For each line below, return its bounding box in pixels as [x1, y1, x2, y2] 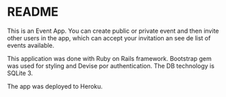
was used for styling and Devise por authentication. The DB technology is [7, 61, 214, 70]
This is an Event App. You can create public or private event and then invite [7, 27, 219, 35]
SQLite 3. [7, 69, 33, 77]
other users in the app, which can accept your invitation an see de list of [7, 33, 211, 42]
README [7, 4, 59, 20]
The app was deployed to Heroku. [7, 82, 103, 90]
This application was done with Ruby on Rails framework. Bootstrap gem [7, 54, 212, 62]
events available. [7, 41, 55, 49]
